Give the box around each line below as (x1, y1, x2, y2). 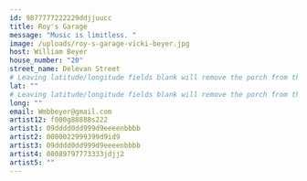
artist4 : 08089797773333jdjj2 (9, 149, 125, 158)
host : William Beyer (9, 48, 89, 57)
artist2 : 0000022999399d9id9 (9, 133, 121, 142)
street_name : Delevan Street (9, 65, 121, 74)
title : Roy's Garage (9, 22, 89, 31)
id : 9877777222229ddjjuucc (9, 13, 112, 23)
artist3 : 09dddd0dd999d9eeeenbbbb (9, 141, 142, 150)
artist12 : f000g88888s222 (9, 115, 108, 124)
